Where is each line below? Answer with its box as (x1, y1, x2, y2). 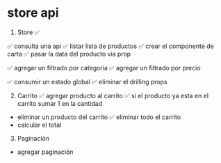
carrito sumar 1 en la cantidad (17, 99, 103, 107)
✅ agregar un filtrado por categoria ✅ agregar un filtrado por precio (7, 63, 201, 72)
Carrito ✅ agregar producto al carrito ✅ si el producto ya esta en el (17, 91, 209, 100)
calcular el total (17, 121, 62, 129)
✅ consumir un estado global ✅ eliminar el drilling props (7, 77, 168, 86)
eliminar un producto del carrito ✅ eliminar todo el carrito (17, 113, 181, 121)
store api (7, 5, 59, 21)
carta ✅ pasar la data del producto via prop (7, 49, 131, 58)
